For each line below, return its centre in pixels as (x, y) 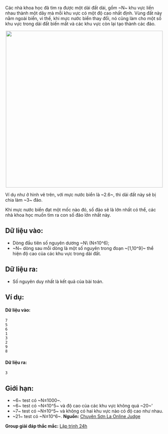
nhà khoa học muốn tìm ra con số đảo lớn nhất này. (58, 215)
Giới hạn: (20, 388)
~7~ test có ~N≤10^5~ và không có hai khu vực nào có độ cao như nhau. (88, 411)
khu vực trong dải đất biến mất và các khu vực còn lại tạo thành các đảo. (80, 24)
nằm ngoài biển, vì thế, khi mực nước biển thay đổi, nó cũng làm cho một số (83, 18)
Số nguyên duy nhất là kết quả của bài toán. (58, 281)
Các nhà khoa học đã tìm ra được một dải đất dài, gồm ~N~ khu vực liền (79, 8)
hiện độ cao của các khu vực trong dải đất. (57, 253)
